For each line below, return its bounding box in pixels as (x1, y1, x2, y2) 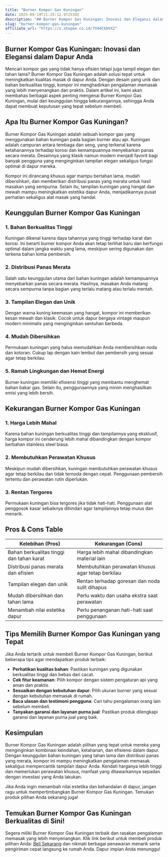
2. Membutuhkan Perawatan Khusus (5, 454, 96, 461)
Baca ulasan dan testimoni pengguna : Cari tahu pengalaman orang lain (12, 698, 161, 704)
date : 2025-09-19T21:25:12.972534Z (5, 12, 79, 17)
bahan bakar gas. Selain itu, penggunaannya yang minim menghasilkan (5, 384, 152, 390)
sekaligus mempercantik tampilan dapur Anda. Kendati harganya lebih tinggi (5, 763, 162, 769)
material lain (76, 555, 106, 562)
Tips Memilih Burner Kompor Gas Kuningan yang (5, 630, 160, 638)
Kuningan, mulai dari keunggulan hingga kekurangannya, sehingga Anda (5, 97, 154, 103)
